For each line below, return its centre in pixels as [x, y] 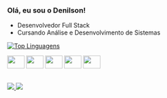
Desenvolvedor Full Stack [53, 26]
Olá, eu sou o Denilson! [47, 10]
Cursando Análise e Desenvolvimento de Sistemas [89, 32]
